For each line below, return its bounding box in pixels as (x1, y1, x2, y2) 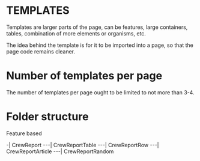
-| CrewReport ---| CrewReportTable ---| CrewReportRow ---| (6, 141, 159, 148)
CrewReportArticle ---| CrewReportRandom (6, 148, 114, 155)
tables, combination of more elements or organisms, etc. (6, 29, 146, 37)
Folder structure (6, 110, 89, 124)
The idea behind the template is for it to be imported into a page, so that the (6, 41, 194, 49)
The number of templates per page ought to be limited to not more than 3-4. (6, 88, 195, 96)
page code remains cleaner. (6, 47, 76, 55)
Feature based (6, 130, 42, 137)
